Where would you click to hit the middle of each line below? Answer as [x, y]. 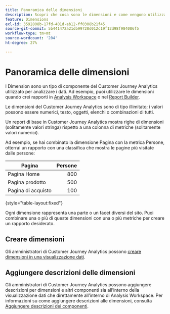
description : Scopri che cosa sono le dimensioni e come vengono [75, 15]
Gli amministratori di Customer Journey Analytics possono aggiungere [78, 285]
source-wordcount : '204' [31, 38]
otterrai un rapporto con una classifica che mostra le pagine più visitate [80, 147]
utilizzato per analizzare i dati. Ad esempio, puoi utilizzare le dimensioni [80, 91]
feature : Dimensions [27, 19]
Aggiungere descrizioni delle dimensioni [70, 272]
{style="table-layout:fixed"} [34, 203]
